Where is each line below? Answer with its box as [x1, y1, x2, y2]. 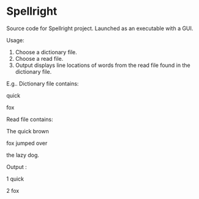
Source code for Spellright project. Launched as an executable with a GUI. [6, 25, 193, 32]
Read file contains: [6, 115, 53, 123]
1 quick [6, 175, 24, 182]
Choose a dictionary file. [15, 48, 78, 56]
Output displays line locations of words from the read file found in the [15, 61, 191, 69]
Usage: [6, 36, 24, 44]
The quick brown [6, 127, 49, 135]
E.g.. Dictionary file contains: [6, 80, 79, 87]
